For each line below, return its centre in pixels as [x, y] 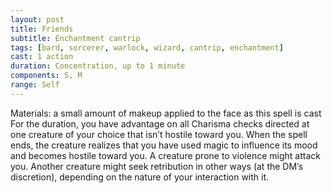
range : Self [35, 85]
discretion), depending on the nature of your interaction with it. [140, 177]
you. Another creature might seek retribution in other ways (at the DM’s [157, 166]
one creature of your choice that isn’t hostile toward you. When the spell [159, 134]
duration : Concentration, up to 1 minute [98, 66]
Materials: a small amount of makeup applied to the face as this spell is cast [166, 113]
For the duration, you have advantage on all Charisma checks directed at [160, 123]
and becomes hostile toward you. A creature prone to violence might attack [165, 155]
